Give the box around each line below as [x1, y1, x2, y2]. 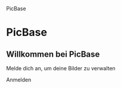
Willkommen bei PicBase [6, 49, 100, 59]
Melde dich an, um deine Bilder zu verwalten [6, 65, 116, 71]
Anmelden [6, 76, 32, 83]
